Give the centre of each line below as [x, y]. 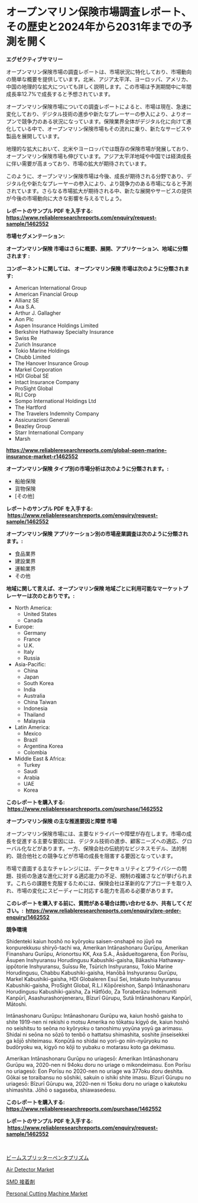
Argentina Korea [43, 746]
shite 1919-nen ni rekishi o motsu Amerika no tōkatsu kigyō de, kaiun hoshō [98, 1022]
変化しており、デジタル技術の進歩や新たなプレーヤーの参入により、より [94, 114]
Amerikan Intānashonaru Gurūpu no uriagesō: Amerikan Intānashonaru [92, 1058]
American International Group [51, 288]
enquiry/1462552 [28, 917]
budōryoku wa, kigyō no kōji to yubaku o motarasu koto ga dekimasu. [91, 1047]
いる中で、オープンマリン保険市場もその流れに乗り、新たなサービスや [107, 128]
